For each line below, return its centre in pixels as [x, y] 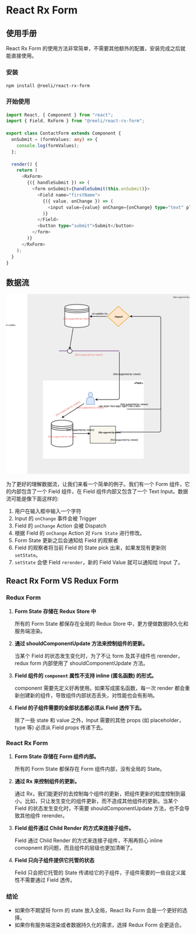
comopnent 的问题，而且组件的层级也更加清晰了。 [75, 847]
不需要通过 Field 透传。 [48, 880]
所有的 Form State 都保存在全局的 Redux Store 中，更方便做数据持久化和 [101, 623]
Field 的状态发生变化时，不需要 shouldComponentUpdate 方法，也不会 [99, 808]
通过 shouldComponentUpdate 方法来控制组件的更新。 [81, 643]
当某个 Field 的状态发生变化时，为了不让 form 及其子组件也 [85, 656]
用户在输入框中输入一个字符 [48, 511]
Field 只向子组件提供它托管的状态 [55, 860]
